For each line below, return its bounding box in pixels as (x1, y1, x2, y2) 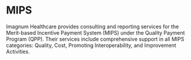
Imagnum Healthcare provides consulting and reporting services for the (6, 23, 179, 30)
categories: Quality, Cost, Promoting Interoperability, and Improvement (6, 42, 177, 49)
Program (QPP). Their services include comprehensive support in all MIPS (6, 35, 185, 42)
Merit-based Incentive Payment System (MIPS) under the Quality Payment (6, 29, 185, 36)
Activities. (6, 48, 30, 55)
